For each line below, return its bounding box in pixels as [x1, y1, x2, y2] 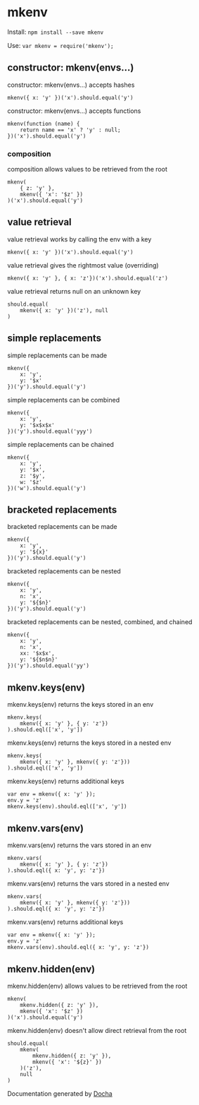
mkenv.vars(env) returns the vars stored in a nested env [7, 880, 170, 888]
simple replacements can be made [7, 351, 108, 359]
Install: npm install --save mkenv [7, 28, 104, 36]
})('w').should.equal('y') [7, 484, 86, 491]
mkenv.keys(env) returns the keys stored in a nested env [7, 739, 172, 747]
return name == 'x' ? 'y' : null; [20, 126, 121, 133]
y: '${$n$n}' [20, 656, 58, 664]
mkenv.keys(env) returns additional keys [7, 777, 124, 786]
